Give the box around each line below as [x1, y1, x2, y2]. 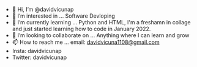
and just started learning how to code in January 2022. [12, 25, 151, 32]
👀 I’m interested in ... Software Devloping [12, 12, 115, 19]
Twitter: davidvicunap [12, 54, 67, 61]
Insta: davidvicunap [12, 48, 62, 54]
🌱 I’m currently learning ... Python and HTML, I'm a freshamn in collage [12, 19, 191, 26]
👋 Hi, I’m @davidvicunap [12, 6, 74, 13]
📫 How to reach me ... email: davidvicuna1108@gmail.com [12, 38, 160, 46]
